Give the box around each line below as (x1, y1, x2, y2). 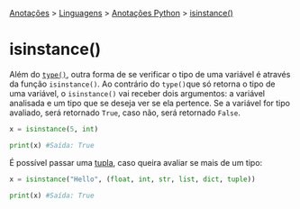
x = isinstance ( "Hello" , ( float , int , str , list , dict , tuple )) (9, 175, 256, 184)
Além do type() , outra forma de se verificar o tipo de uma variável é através (9, 68, 291, 79)
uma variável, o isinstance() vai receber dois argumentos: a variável (9, 87, 266, 98)
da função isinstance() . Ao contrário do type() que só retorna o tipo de (9, 78, 276, 89)
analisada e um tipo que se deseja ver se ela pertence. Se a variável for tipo (9, 97, 291, 108)
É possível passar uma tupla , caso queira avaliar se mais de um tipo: (9, 157, 263, 168)
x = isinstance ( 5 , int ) (9, 124, 99, 133)
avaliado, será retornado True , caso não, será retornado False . (9, 107, 241, 118)
